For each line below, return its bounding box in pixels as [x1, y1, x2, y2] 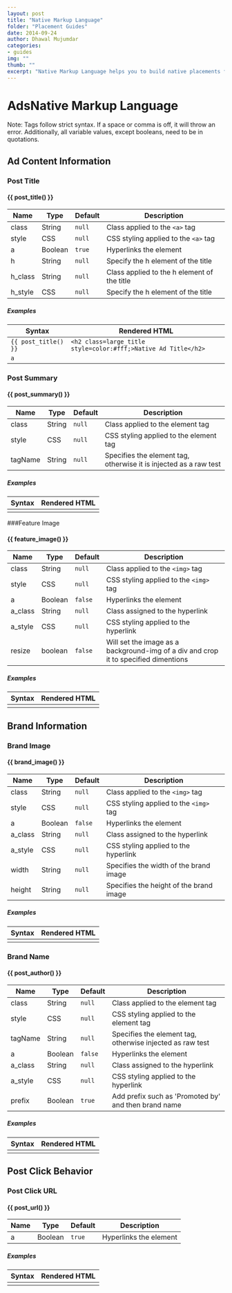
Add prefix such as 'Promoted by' [111, 1091, 221, 1101]
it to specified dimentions [106, 655, 188, 664]
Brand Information [7, 720, 88, 732]
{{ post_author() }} [7, 969, 62, 977]
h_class [10, 271, 35, 281]
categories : [7, 42, 41, 49]
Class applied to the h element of [106, 267, 213, 277]
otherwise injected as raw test [111, 1038, 209, 1048]
